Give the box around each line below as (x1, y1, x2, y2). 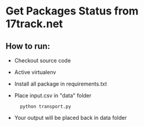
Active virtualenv (14, 69, 56, 76)
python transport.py (20, 104, 71, 110)
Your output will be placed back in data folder (14, 114, 127, 121)
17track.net (5, 17, 64, 31)
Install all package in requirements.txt (14, 80, 107, 87)
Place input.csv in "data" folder (14, 92, 92, 99)
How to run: (5, 41, 50, 51)
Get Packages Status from (5, 4, 139, 18)
